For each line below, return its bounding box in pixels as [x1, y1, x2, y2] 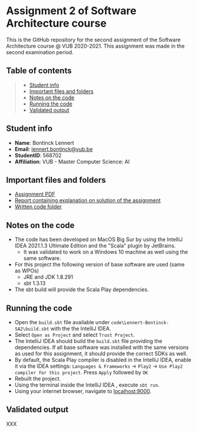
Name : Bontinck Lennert [14, 139, 75, 146]
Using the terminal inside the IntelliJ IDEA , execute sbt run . [14, 381, 160, 388]
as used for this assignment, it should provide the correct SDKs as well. [14, 350, 188, 357]
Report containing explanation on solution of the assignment [14, 197, 161, 204]
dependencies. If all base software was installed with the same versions [14, 344, 189, 351]
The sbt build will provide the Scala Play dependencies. [14, 286, 149, 293]
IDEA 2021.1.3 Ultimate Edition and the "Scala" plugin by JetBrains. [14, 242, 176, 249]
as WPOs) [14, 267, 39, 275]
